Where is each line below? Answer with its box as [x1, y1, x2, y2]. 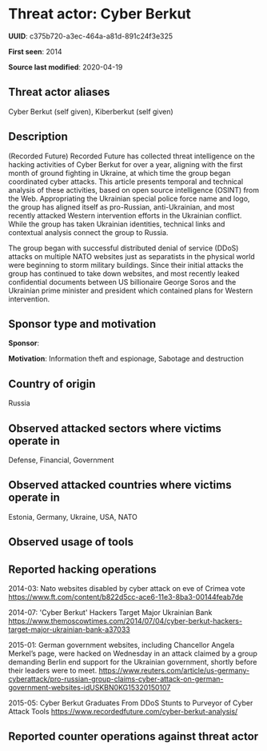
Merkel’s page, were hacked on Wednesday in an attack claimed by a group [8, 649, 257, 658]
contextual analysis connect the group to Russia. [8, 227, 169, 237]
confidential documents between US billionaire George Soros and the [8, 277, 237, 286]
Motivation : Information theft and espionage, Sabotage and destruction [8, 354, 244, 364]
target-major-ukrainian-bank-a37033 [8, 625, 130, 634]
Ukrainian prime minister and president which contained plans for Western [8, 286, 253, 295]
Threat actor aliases [8, 86, 110, 99]
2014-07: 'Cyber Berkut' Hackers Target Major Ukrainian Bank [8, 608, 213, 617]
